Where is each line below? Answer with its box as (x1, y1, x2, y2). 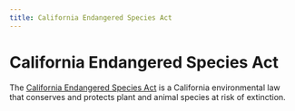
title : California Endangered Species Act (9, 13, 172, 23)
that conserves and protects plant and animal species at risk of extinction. (9, 91, 286, 102)
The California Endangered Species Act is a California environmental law (9, 82, 280, 93)
